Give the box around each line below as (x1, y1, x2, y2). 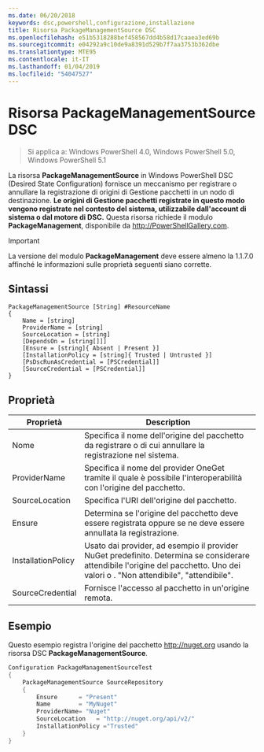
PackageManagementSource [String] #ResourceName (8, 303, 170, 311)
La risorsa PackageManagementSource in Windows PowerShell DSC (8, 170, 233, 180)
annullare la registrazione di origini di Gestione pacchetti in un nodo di (8, 187, 235, 197)
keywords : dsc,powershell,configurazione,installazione (8, 19, 195, 27)
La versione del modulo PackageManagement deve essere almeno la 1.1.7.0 (8, 251, 254, 261)
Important (8, 235, 40, 245)
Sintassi (8, 282, 49, 295)
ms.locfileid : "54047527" (8, 70, 93, 78)
